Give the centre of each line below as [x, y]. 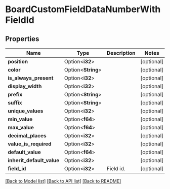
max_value [21, 127]
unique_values [26, 111]
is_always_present [31, 78]
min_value [20, 119]
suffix [15, 103]
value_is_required [30, 144]
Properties [22, 39]
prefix [15, 94]
